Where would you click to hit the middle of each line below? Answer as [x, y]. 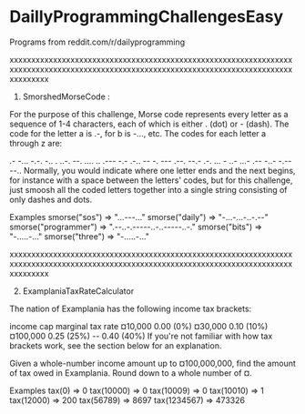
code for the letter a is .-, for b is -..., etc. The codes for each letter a [138, 133]
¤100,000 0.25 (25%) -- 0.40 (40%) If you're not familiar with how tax [141, 336]
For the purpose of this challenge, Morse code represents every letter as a [149, 114]
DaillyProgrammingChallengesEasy [147, 17]
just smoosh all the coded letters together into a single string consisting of [149, 189]
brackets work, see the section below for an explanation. [116, 345]
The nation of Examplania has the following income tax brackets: [131, 308]
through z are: [36, 143]
